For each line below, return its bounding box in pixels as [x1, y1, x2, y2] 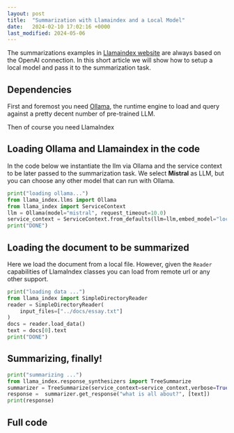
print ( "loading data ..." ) [7, 288, 86, 295]
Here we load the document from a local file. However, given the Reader [7, 260, 212, 268]
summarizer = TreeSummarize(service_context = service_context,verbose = [7, 384, 217, 391]
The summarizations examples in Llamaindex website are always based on [7, 49, 221, 57]
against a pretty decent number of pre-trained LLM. [7, 109, 155, 118]
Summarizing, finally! [7, 353, 102, 365]
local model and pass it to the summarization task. [7, 63, 152, 72]
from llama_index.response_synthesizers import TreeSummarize [7, 377, 192, 385]
